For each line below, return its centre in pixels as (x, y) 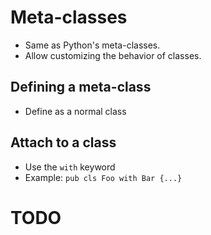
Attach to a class (63, 142)
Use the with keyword (70, 167)
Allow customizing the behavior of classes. (113, 55)
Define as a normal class (75, 111)
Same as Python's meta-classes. (92, 45)
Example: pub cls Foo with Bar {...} (103, 177)
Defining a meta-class (81, 87)
